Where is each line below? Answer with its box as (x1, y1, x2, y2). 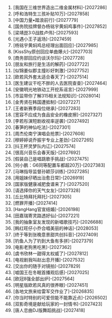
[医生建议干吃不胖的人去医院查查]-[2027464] (13, 80, 107, 86)
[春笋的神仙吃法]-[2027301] (13, 124, 71, 130)
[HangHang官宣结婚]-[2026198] (13, 206, 80, 212)
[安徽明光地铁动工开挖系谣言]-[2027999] (13, 86, 98, 92)
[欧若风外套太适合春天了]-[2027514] (13, 74, 89, 80)
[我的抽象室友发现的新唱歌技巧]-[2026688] (13, 219, 103, 225)
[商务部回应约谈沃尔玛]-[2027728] (13, 55, 85, 61)
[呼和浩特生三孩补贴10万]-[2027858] (13, 11, 90, 17)
